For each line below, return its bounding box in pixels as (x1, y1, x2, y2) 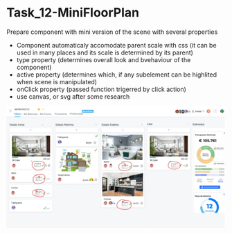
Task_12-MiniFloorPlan (6, 5, 140, 21)
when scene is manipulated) (16, 77, 98, 86)
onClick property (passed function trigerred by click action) (16, 85, 186, 93)
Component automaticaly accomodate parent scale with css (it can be (16, 41, 217, 49)
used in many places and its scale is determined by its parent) (16, 48, 193, 57)
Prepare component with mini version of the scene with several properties (6, 28, 218, 36)
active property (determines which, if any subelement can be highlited (16, 70, 217, 79)
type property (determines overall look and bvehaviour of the (16, 55, 191, 64)
